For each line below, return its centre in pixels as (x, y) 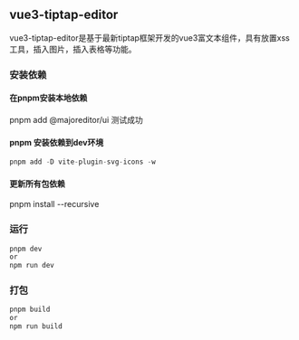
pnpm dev (26, 249)
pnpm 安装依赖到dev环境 (57, 142)
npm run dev (32, 266)
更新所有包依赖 (37, 184)
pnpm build (30, 310)
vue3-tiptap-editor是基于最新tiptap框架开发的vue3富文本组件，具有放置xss (149, 38)
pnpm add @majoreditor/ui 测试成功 (76, 119)
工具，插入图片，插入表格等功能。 (73, 49)
